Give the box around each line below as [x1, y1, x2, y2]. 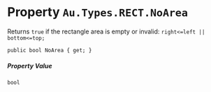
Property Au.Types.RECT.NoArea [7, 4, 189, 20]
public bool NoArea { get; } [7, 47, 92, 54]
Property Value [7, 61, 52, 70]
